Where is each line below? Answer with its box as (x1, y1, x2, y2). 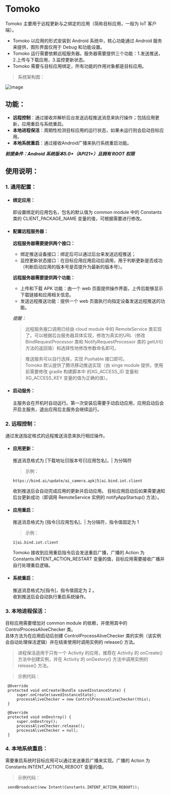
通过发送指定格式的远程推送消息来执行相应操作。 (5, 432, 108, 438)
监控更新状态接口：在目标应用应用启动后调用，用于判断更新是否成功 (20, 258, 163, 264)
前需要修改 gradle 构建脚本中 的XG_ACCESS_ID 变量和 (25, 369, 139, 375)
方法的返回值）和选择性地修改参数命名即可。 (25, 345, 119, 351)
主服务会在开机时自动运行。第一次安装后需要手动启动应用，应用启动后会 (12, 400, 164, 406)
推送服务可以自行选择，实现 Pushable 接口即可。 (25, 356, 128, 362)
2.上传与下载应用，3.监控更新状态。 (12, 56, 88, 62)
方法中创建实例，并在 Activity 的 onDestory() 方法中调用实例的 (17, 656, 148, 662)
